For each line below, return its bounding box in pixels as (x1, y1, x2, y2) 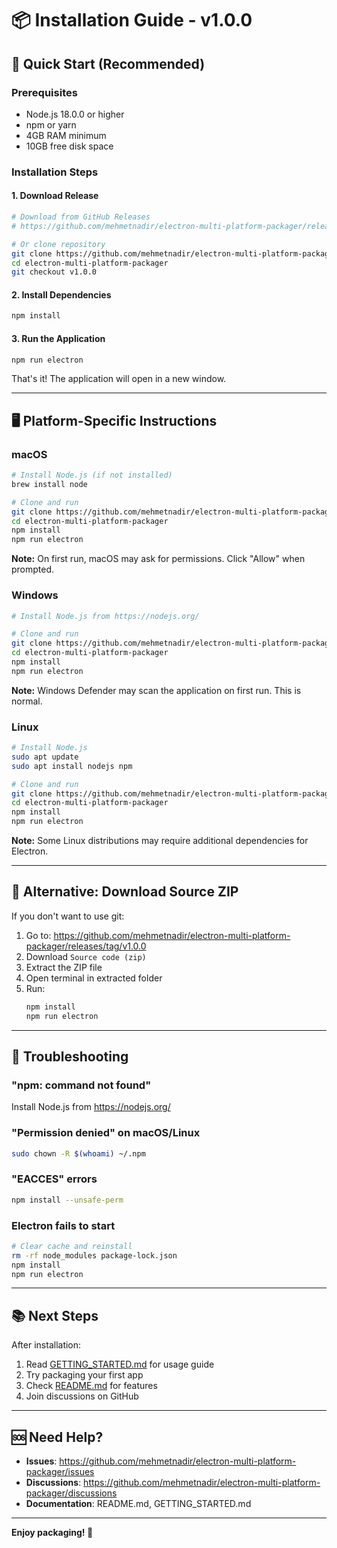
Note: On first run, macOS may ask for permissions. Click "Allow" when (11, 553, 306, 565)
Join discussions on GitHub (25, 1390, 139, 1402)
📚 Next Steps (11, 1307, 99, 1324)
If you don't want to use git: (11, 910, 125, 922)
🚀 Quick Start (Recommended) (11, 55, 206, 72)
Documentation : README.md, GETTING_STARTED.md (25, 1498, 252, 1510)
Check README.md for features (25, 1380, 158, 1392)
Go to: (25, 929, 52, 941)
